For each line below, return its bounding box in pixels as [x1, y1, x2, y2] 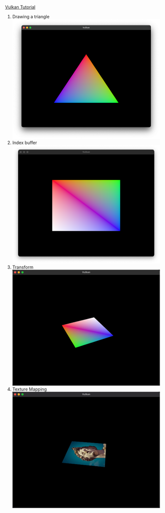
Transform [12, 264, 33, 270]
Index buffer [12, 140, 37, 146]
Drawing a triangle [12, 14, 50, 19]
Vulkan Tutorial [5, 4, 36, 10]
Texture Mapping [12, 386, 47, 392]
